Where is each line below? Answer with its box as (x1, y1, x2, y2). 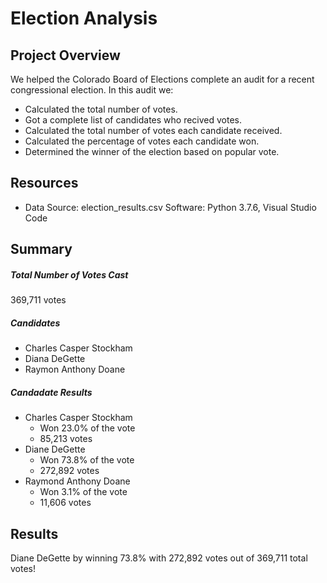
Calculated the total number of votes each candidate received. (24, 125, 283, 136)
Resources (10, 175, 79, 192)
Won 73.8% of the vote (39, 454, 135, 466)
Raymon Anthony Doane (24, 363, 126, 376)
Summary (10, 241, 73, 258)
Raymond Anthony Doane (24, 475, 131, 487)
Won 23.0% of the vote (39, 422, 136, 434)
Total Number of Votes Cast (10, 268, 129, 281)
